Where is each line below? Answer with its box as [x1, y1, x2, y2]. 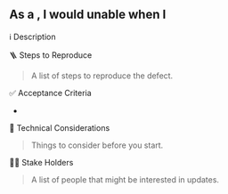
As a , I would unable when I [9, 7, 167, 22]
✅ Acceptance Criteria [9, 87, 92, 98]
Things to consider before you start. [30, 140, 164, 150]
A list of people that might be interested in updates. [30, 174, 220, 185]
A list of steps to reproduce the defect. [30, 70, 174, 81]
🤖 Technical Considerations [9, 122, 110, 133]
